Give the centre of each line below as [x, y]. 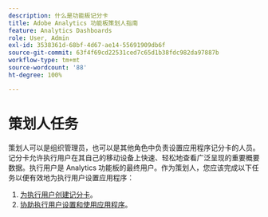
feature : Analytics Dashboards [60, 30]
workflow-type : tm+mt [44, 61]
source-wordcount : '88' [48, 68]
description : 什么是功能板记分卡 [59, 16]
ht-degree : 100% [35, 75]
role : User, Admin [39, 38]
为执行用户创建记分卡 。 [58, 194]
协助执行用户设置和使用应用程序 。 [76, 204]
